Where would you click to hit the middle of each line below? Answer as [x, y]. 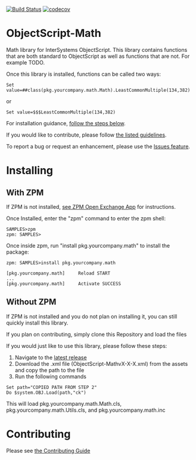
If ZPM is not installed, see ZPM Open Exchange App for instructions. [91, 206]
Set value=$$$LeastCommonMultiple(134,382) [61, 112]
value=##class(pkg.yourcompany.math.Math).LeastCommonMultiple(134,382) [98, 90]
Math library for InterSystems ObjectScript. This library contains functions [97, 50]
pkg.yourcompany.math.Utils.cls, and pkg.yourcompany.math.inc [86, 410]
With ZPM [25, 192]
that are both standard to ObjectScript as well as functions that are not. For [98, 56]
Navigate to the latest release [51, 357]
